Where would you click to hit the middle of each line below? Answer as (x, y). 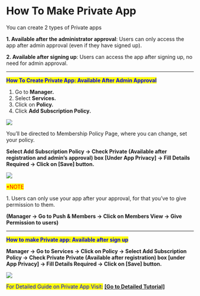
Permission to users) (32, 222)
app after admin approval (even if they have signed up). (74, 45)
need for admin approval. (37, 63)
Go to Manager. (35, 92)
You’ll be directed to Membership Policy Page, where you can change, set (97, 133)
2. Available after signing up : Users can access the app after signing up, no (99, 57)
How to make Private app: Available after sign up (68, 239)
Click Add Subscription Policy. (53, 111)
